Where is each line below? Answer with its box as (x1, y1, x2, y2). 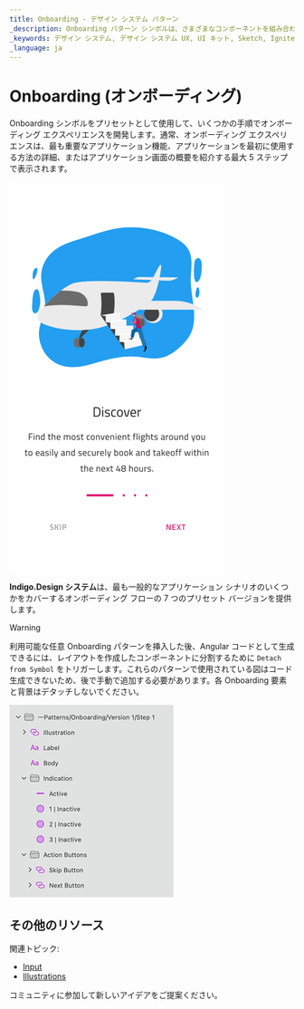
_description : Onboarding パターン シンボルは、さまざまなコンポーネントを (9, 24, 270, 34)
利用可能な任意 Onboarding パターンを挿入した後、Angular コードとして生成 (9, 641, 295, 652)
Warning (9, 622, 41, 633)
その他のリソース (9, 918, 104, 933)
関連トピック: (9, 943, 61, 954)
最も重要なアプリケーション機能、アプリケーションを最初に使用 (48, 140, 287, 151)
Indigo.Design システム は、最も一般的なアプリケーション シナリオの (9, 581, 265, 592)
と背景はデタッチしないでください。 (9, 687, 145, 697)
